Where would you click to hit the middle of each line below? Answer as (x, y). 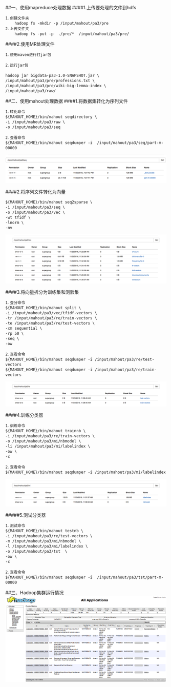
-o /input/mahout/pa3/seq (33, 127)
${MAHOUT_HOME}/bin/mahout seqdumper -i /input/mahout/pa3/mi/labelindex (86, 472)
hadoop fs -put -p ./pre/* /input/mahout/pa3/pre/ (72, 34)
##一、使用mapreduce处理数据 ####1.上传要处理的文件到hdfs (71, 7)
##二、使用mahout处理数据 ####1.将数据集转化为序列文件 (67, 101)
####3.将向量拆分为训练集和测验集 (42, 292)
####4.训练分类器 (24, 415)
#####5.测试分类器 (26, 515)
